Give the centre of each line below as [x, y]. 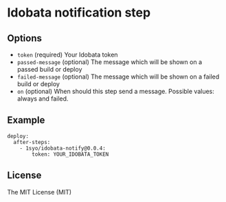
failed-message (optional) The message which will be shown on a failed [118, 77]
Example [26, 120]
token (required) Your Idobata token [67, 54]
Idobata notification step [79, 13]
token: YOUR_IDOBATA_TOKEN [70, 154]
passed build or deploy [49, 69]
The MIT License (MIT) [39, 192]
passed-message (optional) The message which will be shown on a [110, 62]
